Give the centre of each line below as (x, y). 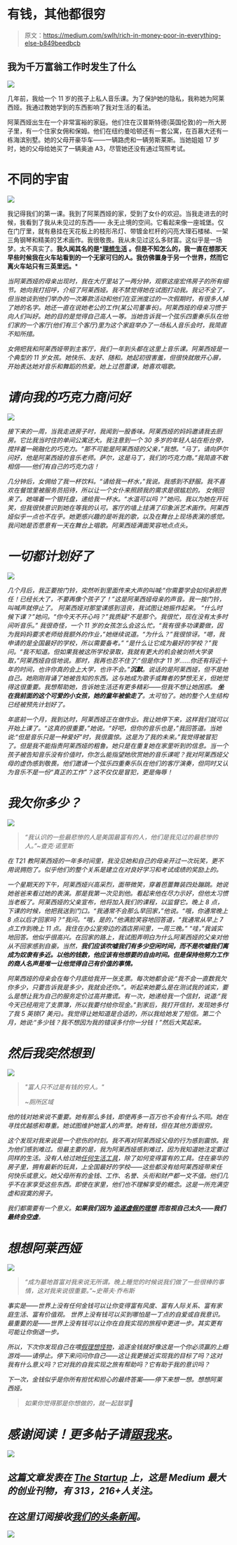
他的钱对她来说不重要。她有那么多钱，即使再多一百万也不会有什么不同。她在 (118, 1117)
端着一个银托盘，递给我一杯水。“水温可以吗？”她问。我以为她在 (123, 499)
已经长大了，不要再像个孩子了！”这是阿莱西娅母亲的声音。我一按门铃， (122, 599)
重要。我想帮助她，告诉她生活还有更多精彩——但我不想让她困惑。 (121, 686)
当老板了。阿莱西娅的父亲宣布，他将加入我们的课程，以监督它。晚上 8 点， (115, 902)
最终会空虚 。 (26, 1217)
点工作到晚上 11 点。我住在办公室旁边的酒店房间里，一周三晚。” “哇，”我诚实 (115, 928)
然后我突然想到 (50, 1053)
